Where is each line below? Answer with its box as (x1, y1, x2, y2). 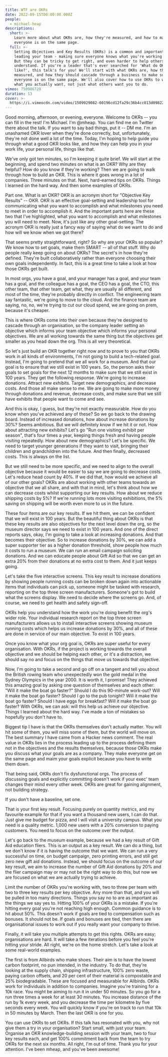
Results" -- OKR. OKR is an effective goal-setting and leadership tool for (5, 197, 154, 203)
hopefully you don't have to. (5, 714, 63, 720)
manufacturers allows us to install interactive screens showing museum (5, 620, 152, 626)
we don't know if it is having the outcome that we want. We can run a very (5, 848, 158, 854)
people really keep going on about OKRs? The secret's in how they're (5, 250, 148, 256)
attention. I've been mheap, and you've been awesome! (5, 1046, 120, 1052)
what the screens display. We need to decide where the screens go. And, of (5, 595, 161, 601)
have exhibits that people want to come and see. (5, 396, 105, 402)
